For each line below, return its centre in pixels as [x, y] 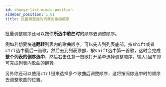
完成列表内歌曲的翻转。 [34, 63]
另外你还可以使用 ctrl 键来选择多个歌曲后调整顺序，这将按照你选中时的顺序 [83, 74]
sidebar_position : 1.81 [30, 14]
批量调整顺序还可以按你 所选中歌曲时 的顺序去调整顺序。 [62, 34]
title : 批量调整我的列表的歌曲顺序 [37, 19]
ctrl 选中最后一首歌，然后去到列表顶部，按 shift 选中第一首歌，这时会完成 [83, 51]
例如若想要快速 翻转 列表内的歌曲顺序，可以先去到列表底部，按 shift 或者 [80, 44]
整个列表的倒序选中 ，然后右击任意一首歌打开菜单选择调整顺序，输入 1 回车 [81, 57]
